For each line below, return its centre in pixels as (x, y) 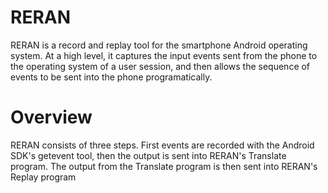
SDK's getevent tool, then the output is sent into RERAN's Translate (148, 155)
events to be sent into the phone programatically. (111, 77)
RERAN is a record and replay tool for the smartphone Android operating (159, 45)
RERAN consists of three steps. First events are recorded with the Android (162, 145)
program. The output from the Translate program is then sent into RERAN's (164, 166)
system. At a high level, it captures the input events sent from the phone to (164, 55)
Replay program (43, 177)
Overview (51, 117)
